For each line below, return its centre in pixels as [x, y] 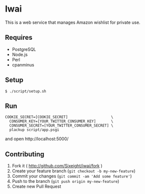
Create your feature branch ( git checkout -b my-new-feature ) [74, 171]
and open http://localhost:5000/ [37, 139]
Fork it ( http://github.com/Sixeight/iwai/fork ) [57, 166]
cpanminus [23, 65]
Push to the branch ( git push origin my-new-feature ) [65, 181]
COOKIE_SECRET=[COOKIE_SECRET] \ [59, 117]
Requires [19, 38]
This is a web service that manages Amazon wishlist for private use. [73, 22]
